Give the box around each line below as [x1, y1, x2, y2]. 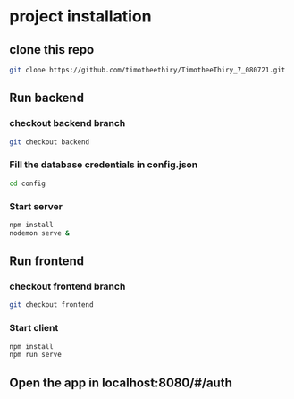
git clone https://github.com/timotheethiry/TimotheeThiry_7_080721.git [9, 65, 286, 74]
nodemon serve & [9, 228, 70, 238]
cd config [9, 179, 46, 188]
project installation [9, 6, 152, 27]
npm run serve [9, 351, 63, 360]
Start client [9, 322, 59, 335]
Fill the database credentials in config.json [9, 158, 198, 171]
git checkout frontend [9, 301, 94, 310]
